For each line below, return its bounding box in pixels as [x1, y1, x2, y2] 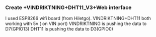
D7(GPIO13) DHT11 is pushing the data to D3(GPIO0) [5, 26, 113, 32]
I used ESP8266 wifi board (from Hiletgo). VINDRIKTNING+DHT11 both [5, 15, 151, 21]
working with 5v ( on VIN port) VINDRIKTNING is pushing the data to [5, 20, 147, 26]
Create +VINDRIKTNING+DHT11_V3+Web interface [5, 4, 132, 11]
